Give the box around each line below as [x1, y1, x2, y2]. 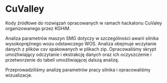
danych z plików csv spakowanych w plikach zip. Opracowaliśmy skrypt [5, 46, 156, 52]
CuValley [5, 3, 44, 15]
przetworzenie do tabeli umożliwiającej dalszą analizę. [5, 57, 120, 63]
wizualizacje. [5, 72, 33, 78]
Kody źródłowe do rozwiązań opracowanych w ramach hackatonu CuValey [5, 20, 162, 26]
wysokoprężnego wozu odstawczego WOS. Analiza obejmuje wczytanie [5, 40, 157, 46]
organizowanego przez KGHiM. [5, 25, 71, 31]
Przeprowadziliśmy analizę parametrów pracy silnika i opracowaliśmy [5, 67, 151, 73]
